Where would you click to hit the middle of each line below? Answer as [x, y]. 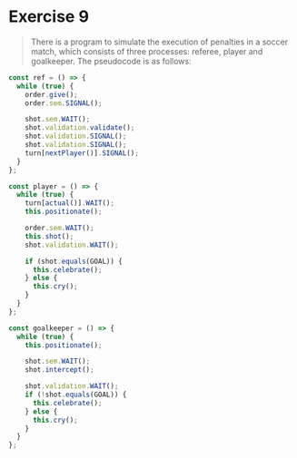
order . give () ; [51, 94]
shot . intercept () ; [59, 370]
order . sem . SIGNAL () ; [64, 103]
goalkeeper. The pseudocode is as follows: [111, 61]
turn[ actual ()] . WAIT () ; [70, 203]
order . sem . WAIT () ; [59, 229]
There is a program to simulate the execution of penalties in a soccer [159, 42]
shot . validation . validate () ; [80, 128]
